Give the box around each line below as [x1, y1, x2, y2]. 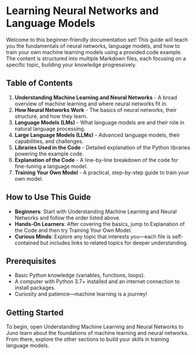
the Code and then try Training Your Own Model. [14, 227, 132, 234]
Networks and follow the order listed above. [14, 214, 121, 221]
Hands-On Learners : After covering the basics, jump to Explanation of [14, 220, 185, 227]
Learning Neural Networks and [6, 4, 159, 18]
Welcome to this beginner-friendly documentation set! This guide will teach [6, 36, 188, 43]
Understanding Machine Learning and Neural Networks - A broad [14, 94, 177, 101]
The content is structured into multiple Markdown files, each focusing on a [6, 55, 186, 62]
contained [14, 239, 39, 246]
